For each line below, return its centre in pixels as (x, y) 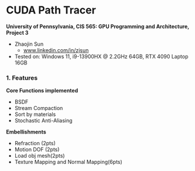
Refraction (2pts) (35, 143)
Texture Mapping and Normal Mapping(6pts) (69, 162)
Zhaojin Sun (29, 44)
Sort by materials (35, 114)
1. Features (22, 78)
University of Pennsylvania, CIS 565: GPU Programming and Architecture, (97, 26)
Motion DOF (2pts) (37, 149)
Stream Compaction (39, 108)
